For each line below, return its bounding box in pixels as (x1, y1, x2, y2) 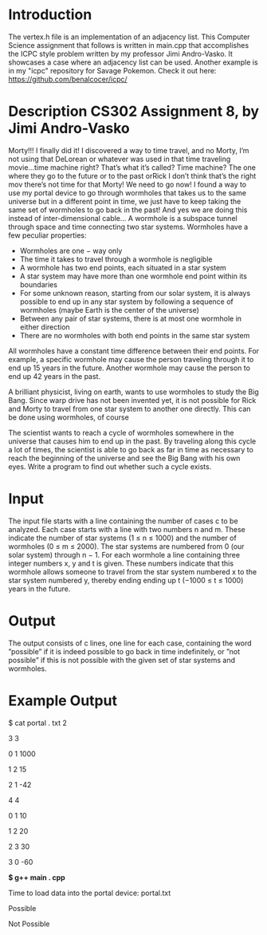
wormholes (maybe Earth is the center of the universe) (19, 305, 199, 314)
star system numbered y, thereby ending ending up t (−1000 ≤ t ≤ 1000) (8, 575, 244, 585)
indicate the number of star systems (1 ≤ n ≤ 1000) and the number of (8, 533, 237, 542)
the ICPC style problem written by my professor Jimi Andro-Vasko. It (8, 49, 234, 58)
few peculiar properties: (8, 230, 87, 240)
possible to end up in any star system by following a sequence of (19, 297, 234, 306)
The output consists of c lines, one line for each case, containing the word (8, 638, 253, 648)
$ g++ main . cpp (8, 872, 65, 882)
